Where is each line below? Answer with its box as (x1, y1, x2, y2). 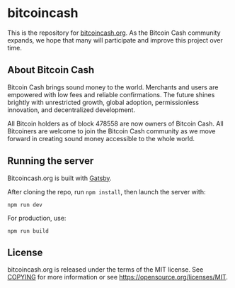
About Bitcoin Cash (7, 64, 95, 76)
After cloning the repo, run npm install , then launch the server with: (7, 187, 206, 196)
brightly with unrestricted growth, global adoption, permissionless (7, 98, 200, 106)
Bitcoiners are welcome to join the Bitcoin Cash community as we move (7, 126, 216, 135)
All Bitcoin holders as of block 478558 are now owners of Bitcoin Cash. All (7, 119, 224, 128)
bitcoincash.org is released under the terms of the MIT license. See (7, 265, 204, 274)
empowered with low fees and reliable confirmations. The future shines (7, 90, 215, 99)
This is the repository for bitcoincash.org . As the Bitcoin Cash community (7, 28, 221, 37)
